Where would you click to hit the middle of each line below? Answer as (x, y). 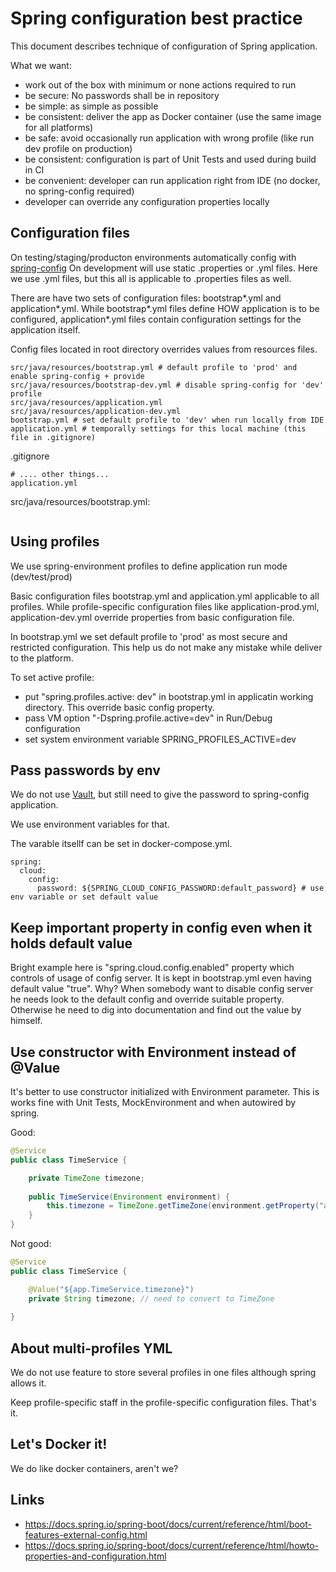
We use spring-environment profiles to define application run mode (149, 566)
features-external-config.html (86, 1534)
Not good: (31, 1243)
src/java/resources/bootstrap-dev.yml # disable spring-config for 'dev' (167, 385)
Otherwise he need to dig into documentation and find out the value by (156, 1010)
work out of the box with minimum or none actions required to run (160, 84)
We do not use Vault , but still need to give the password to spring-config (160, 794)
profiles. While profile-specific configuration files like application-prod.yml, (165, 606)
